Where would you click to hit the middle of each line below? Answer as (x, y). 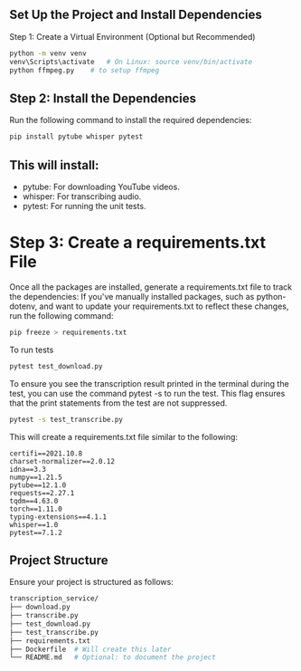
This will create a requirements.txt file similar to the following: (123, 436)
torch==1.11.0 (36, 509)
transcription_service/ (54, 599)
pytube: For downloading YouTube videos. (101, 187)
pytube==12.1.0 (38, 485)
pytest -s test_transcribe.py (66, 419)
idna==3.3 (28, 469)
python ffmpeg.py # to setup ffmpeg (85, 70)
